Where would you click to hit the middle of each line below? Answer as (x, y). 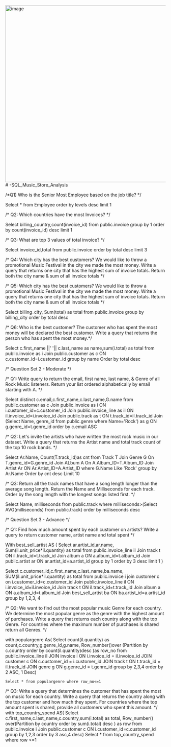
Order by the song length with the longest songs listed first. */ (70, 494)
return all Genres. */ (26, 630)
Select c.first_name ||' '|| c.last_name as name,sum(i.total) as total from (80, 348)
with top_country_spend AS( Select (42, 713)
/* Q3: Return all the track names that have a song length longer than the (81, 483)
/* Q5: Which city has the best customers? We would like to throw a (76, 286)
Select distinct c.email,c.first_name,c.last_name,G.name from (69, 400)
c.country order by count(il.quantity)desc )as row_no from (66, 650)
